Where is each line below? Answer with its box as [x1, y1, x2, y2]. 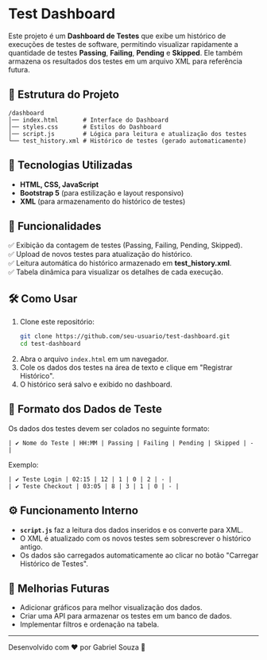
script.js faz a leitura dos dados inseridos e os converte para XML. [19, 525, 244, 534]
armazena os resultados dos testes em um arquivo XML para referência [8, 56, 242, 66]
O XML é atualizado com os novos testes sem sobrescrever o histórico [19, 534, 252, 543]
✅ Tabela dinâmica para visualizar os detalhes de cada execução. [8, 267, 224, 277]
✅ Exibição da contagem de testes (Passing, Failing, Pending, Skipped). [8, 240, 243, 250]
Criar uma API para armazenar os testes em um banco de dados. [19, 611, 232, 621]
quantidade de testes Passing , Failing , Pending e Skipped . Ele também [8, 48, 243, 57]
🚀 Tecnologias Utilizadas [8, 158, 133, 172]
